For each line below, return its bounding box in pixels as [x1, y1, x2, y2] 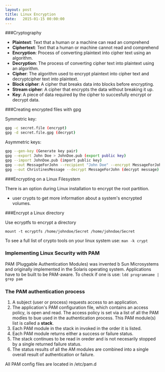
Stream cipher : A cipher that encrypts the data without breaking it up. [12, 87, 154, 93]
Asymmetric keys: [5, 139, 42, 145]
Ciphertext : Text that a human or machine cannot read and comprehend [12, 45, 159, 51]
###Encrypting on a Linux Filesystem [5, 176, 81, 182]
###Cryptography [5, 30, 42, 36]
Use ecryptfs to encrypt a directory [5, 219, 77, 225]
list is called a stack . [12, 320, 54, 326]
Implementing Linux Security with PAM [5, 250, 100, 257]
